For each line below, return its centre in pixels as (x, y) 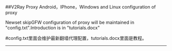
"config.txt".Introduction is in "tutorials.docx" (52, 28)
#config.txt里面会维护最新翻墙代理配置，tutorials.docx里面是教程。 (76, 38)
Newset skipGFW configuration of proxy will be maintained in (70, 22)
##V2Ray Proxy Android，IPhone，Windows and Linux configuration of (81, 7)
